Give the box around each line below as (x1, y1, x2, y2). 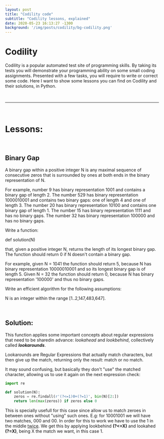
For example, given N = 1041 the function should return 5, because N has (5, 260, 152, 266)
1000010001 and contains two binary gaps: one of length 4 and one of (5, 197, 146, 203)
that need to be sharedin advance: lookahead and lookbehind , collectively (5, 337, 154, 343)
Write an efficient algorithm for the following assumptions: (5, 286, 122, 292)
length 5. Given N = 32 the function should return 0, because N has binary (5, 271, 154, 277)
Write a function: (5, 227, 39, 233)
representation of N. (5, 177, 45, 183)
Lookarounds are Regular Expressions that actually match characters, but (5, 352, 153, 358)
